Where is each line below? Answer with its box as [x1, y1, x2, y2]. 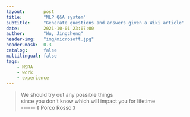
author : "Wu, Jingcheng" [6, 31, 84, 37]
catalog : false [6, 48, 58, 53]
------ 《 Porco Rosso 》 [20, 105, 76, 112]
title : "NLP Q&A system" [6, 14, 86, 20]
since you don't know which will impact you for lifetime [20, 97, 156, 105]
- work [17, 69, 33, 75]
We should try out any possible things [20, 91, 113, 99]
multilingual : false [6, 53, 58, 59]
